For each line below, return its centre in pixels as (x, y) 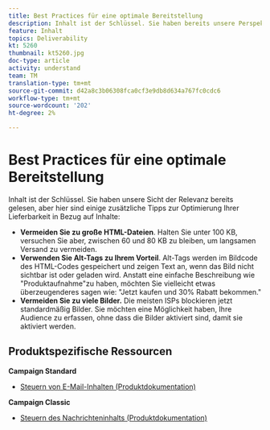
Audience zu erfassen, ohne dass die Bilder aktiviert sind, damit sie (131, 317)
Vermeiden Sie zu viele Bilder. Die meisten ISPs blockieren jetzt (126, 300)
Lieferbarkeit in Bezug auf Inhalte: (64, 216)
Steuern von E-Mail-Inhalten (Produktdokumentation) (108, 387)
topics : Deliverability (48, 38)
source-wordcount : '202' (50, 105)
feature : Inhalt (35, 31)
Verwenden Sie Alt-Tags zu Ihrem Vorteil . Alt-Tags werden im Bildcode (139, 258)
